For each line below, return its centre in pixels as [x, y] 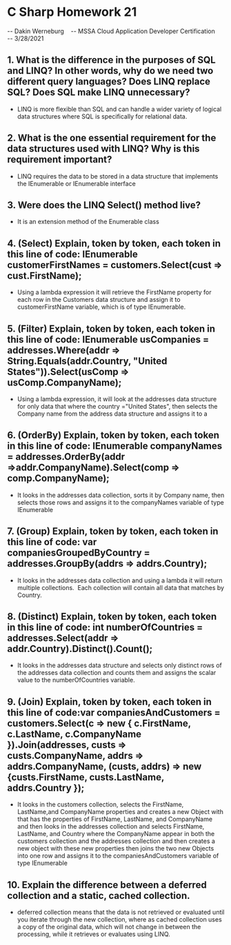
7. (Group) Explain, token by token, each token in [113, 531]
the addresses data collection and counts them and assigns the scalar [117, 673]
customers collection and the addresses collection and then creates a [116, 841]
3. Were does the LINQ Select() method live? [104, 205]
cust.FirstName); [44, 275]
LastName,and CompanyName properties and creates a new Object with [120, 812]
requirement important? [60, 160]
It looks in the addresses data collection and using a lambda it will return [120, 580]
